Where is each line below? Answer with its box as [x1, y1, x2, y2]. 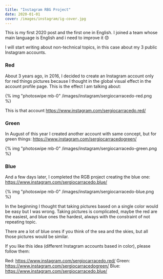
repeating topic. [5, 219, 37, 225]
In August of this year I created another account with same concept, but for [5, 131, 157, 137]
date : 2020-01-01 [5, 12, 41, 17]
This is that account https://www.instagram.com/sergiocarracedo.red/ [5, 107, 146, 113]
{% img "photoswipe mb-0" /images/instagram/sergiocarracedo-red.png [5, 93, 152, 98]
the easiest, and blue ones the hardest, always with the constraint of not [5, 214, 150, 220]
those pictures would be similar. [5, 233, 69, 240]
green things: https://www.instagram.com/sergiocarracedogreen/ [5, 136, 137, 142]
